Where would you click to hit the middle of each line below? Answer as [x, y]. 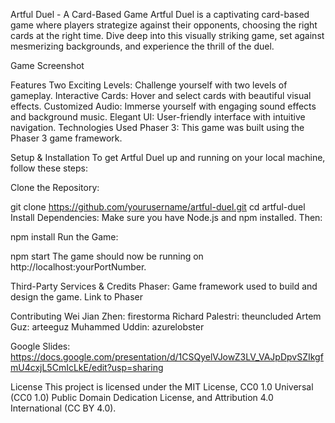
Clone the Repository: [55, 187]
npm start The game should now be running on [107, 256]
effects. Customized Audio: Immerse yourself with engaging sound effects [163, 106]
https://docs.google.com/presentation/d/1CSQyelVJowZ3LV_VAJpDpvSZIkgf [167, 357]
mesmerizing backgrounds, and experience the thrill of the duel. [142, 46]
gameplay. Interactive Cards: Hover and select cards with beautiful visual [161, 95]
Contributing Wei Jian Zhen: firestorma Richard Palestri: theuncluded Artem [166, 316]
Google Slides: [40, 346]
